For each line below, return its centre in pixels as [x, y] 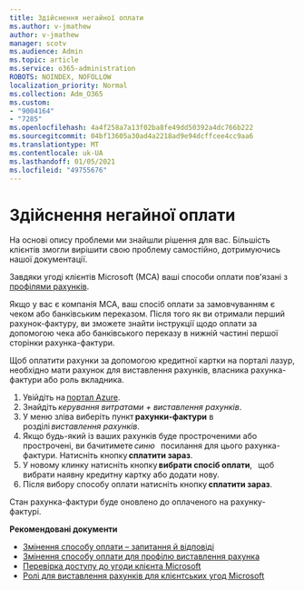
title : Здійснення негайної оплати [77, 18]
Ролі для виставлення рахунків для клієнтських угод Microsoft [143, 576]
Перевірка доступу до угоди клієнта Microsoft [112, 566]
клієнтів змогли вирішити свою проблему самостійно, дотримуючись [145, 250]
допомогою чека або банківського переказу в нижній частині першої [144, 334]
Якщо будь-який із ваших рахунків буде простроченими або [140, 436]
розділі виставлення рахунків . [81, 426]
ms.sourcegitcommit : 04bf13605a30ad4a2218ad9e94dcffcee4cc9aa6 [132, 136]
